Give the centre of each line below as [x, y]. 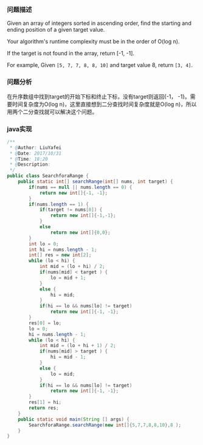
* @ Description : [30, 165]
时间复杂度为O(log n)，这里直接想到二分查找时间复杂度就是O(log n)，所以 [104, 104]
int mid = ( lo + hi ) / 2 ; [72, 267]
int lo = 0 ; [44, 244]
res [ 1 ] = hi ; [45, 402]
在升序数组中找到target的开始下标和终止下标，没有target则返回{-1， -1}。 [98, 96]
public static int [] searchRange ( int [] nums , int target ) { [95, 182]
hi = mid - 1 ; [68, 357]
